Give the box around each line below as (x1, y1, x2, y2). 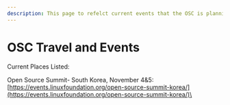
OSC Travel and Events (7, 39, 140, 55)
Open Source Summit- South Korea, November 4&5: (7, 75, 154, 84)
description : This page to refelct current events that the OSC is (7, 10, 204, 17)
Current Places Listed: (7, 62, 70, 71)
